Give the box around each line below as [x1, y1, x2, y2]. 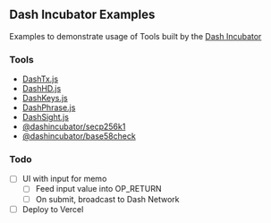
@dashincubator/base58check [21, 131, 136, 142]
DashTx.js [21, 73, 59, 84]
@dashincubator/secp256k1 [21, 121, 126, 133]
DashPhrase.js [21, 102, 76, 113]
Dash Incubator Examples [9, 7, 156, 22]
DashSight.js [21, 112, 70, 123]
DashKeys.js [21, 93, 69, 104]
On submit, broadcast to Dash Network [35, 193, 181, 204]
